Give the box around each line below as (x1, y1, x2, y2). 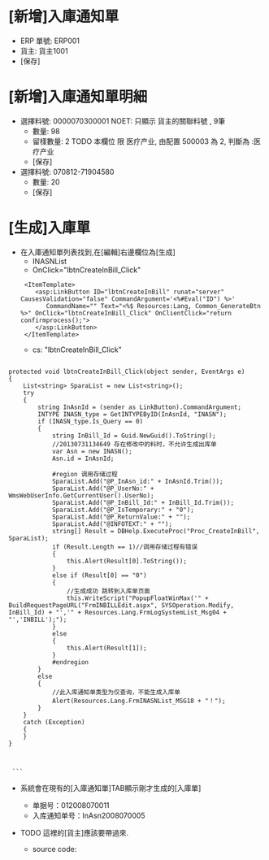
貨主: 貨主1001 (20, 46, 68, 55)
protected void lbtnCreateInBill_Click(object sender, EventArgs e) (8, 367, 245, 376)
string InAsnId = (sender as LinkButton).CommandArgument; (37, 403, 242, 411)
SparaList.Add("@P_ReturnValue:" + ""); (51, 513, 191, 521)
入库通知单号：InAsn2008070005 (32, 810, 145, 820)
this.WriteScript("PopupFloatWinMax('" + (66, 594, 209, 602)
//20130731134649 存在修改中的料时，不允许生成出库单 (51, 440, 217, 448)
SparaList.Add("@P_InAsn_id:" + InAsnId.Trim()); (51, 477, 223, 485)
